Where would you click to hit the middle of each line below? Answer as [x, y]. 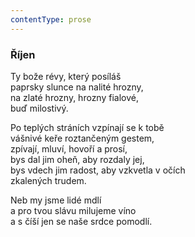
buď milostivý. [39, 108]
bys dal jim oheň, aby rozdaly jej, [77, 159]
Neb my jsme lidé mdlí [56, 200]
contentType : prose [51, 19]
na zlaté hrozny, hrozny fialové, [74, 97]
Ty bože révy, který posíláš [66, 76]
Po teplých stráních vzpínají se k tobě [87, 127]
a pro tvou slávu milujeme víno [73, 210]
